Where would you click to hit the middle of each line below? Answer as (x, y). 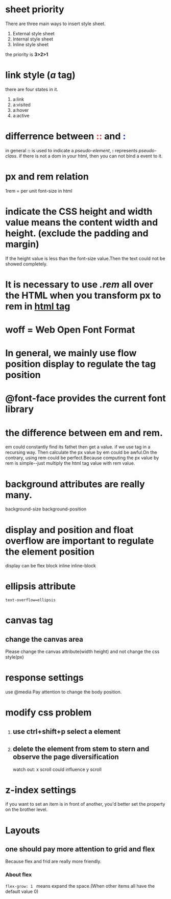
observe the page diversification (66, 757)
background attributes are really (75, 484)
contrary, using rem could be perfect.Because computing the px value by (82, 458)
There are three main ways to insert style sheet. (56, 24)
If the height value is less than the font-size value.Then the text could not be (85, 258)
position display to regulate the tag (81, 364)
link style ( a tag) (40, 75)
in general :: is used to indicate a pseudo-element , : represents (71, 150)
